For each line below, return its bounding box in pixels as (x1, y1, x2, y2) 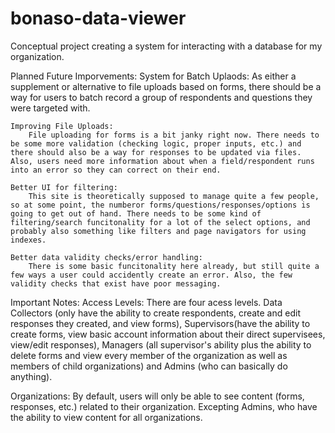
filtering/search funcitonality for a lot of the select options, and (10, 217, 311, 227)
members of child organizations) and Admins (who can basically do (10, 360, 288, 372)
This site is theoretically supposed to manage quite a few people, (28, 191, 320, 201)
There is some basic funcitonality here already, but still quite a (28, 261, 320, 271)
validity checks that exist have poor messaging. (10, 278, 222, 289)
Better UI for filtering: (10, 182, 118, 192)
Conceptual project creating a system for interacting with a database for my (10, 40, 323, 52)
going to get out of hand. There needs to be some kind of (10, 208, 262, 219)
